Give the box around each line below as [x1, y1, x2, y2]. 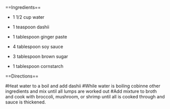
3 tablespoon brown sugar [12, 53, 68, 59]
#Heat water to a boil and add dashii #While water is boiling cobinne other [5, 83, 161, 89]
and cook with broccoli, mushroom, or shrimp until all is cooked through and [5, 94, 165, 99]
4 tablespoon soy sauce [12, 44, 64, 50]
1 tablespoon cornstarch [12, 63, 64, 69]
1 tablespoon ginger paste [12, 34, 67, 40]
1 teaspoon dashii [12, 24, 49, 30]
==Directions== [5, 73, 39, 79]
